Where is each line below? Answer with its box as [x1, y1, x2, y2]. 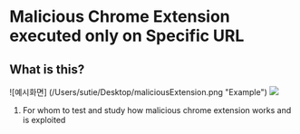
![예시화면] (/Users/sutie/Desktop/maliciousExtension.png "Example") [9, 87, 267, 97]
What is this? [9, 62, 85, 77]
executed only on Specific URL [9, 25, 245, 46]
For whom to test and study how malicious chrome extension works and [22, 105, 292, 115]
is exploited [22, 115, 66, 125]
